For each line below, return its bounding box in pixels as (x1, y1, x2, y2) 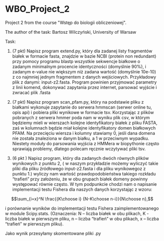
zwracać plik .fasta (12, 89, 50, 95)
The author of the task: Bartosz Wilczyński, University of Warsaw (5, 29, 137, 35)
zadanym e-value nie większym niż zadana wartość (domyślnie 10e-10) (12, 68, 157, 74)
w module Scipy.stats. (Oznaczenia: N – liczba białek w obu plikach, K (5, 210, 146, 216)
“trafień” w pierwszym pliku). (5, 221, 64, 227)
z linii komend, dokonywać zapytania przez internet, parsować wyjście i (12, 84, 157, 90)
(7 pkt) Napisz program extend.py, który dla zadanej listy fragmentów (12, 48, 153, 54)
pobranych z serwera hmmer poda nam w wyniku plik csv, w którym (12, 114, 150, 120)
